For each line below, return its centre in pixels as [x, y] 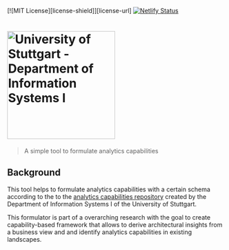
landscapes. [24, 239]
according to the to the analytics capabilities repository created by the [107, 196]
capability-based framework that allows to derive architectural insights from [115, 224]
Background [34, 173]
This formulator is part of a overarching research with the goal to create [109, 217]
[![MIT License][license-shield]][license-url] [70, 11]
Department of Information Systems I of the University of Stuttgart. [102, 204]
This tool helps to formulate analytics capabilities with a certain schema [109, 189]
